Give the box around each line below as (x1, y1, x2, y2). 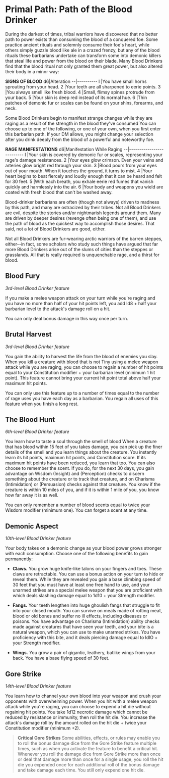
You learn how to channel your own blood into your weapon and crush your (5, 693, 161, 699)
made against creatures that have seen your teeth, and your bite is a (12, 624, 154, 630)
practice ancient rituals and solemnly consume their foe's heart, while (5, 41, 150, 47)
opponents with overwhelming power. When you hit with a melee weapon (5, 698, 157, 704)
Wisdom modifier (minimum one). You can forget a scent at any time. (5, 507, 148, 513)
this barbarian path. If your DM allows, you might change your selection (5, 131, 153, 137)
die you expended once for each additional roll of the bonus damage (17, 762, 160, 767)
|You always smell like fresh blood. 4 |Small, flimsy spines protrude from (5, 89, 155, 95)
